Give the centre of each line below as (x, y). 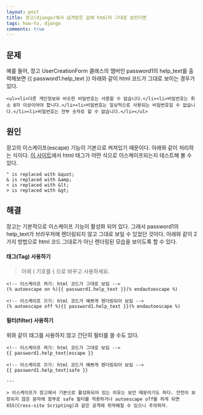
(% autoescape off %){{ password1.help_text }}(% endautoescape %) (94, 306)
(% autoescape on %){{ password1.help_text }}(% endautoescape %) (92, 289)
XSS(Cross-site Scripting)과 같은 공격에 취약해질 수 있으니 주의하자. (87, 406)
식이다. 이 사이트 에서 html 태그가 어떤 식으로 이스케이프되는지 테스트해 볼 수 (102, 155)
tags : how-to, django (34, 23)
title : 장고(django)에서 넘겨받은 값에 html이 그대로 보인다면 (77, 18)
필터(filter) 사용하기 (30, 321)
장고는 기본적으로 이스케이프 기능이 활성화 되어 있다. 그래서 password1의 (93, 226)
